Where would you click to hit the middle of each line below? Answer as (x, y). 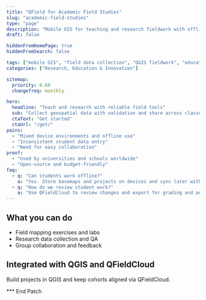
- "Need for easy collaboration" (55, 148)
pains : (15, 130)
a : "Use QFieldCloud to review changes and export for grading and (105, 193)
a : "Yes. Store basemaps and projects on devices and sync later (103, 181)
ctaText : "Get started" (42, 119)
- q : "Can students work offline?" (57, 176)
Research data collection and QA (56, 239)
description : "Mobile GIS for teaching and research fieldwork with (96, 29)
